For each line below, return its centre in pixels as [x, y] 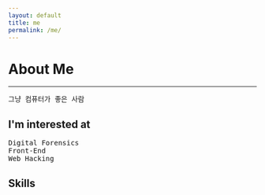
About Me [41, 69]
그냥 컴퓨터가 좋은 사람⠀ [49, 99]
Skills [22, 183]
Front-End [27, 151]
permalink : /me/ [35, 30]
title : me [24, 23]
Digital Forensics [44, 143]
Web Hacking [31, 159]
